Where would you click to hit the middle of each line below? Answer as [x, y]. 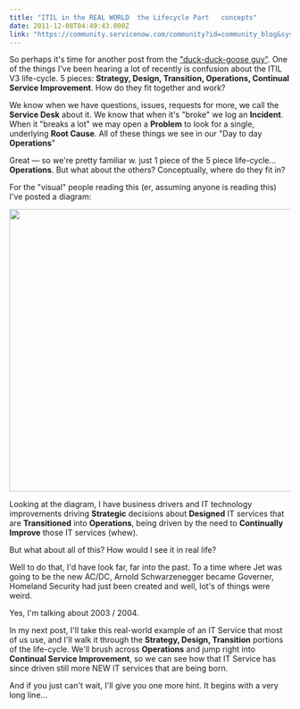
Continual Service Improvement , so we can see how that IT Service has [143, 659]
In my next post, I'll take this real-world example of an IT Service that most [146, 630]
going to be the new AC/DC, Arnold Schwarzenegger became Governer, [142, 577]
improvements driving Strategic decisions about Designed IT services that [147, 513]
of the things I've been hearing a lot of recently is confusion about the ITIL [146, 69]
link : [19, 34]
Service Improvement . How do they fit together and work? [117, 88]
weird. [21, 596]
